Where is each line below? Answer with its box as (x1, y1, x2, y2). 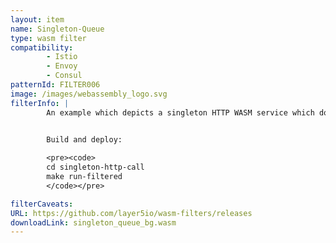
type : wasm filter (10, 33, 87, 43)
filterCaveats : (10, 199, 74, 209)
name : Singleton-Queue (10, 24, 105, 34)
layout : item (10, 14, 65, 25)
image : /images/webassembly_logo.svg (10, 89, 168, 99)
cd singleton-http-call (46, 162, 145, 173)
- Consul (46, 71, 83, 81)
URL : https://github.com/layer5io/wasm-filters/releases (10, 208, 253, 218)
